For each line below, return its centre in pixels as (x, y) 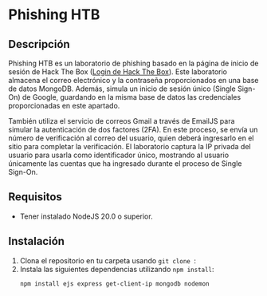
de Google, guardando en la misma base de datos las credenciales (132, 97)
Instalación (37, 241)
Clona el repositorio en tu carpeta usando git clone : (108, 260)
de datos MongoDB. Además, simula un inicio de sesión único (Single (122, 89)
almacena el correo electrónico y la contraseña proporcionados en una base (133, 80)
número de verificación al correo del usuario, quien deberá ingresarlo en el (131, 138)
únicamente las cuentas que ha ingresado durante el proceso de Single (125, 164)
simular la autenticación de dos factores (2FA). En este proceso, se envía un (133, 130)
